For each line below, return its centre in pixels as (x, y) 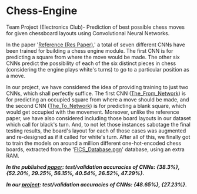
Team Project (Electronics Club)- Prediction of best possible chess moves (96, 27)
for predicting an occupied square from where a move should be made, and (98, 99)
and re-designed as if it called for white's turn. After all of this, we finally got (98, 137)
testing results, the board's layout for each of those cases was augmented (96, 131)
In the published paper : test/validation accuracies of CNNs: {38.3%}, (93, 167)
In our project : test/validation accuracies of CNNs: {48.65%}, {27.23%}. (96, 184)
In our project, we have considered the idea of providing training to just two (97, 87)
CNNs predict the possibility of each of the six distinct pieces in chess (91, 63)
